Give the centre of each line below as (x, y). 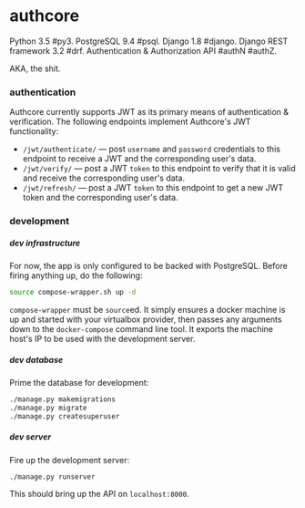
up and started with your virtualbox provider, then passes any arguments (146, 319)
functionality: (34, 131)
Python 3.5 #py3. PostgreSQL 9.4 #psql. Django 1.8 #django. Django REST (149, 41)
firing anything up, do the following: (76, 275)
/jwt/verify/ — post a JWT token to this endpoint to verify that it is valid (159, 169)
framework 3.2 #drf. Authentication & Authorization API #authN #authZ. (143, 50)
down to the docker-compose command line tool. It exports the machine (141, 329)
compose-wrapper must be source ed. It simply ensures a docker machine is (147, 310)
